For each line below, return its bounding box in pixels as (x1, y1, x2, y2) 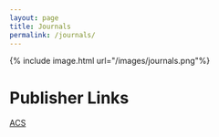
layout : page (9, 13, 59, 23)
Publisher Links (9, 88, 130, 108)
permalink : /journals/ (9, 30, 96, 39)
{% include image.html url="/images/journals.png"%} (9, 56, 211, 67)
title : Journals (9, 22, 71, 31)
